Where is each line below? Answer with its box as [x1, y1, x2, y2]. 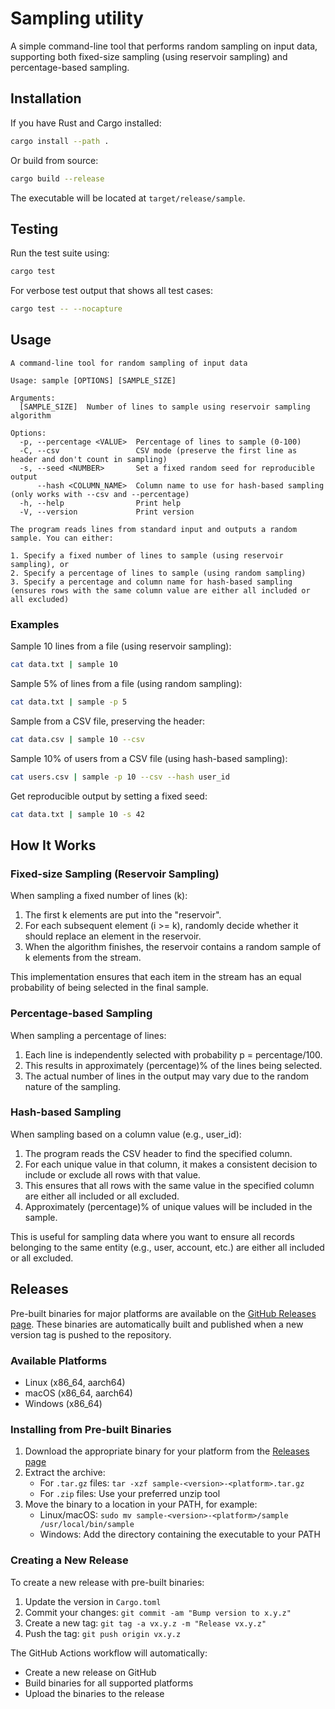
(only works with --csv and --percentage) [10, 489, 190, 499]
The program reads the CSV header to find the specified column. [24, 1147, 293, 1159]
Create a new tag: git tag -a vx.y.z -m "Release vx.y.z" [24, 1617, 267, 1629]
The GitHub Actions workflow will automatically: [10, 1647, 208, 1659]
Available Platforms [10, 1353, 108, 1367]
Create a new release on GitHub [24, 1666, 157, 1678]
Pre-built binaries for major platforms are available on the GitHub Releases [10, 1307, 317, 1319]
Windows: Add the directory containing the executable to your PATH [39, 1528, 321, 1541]
